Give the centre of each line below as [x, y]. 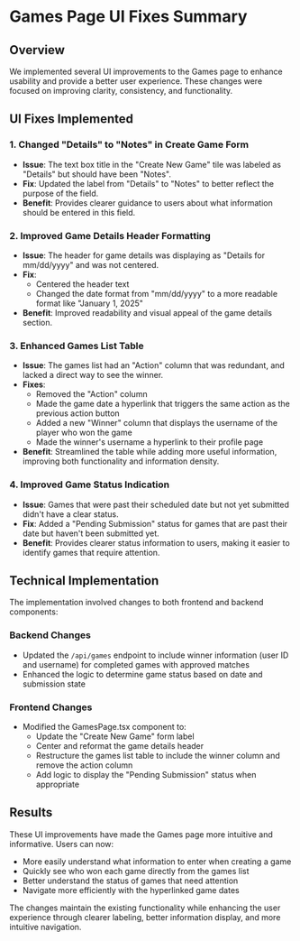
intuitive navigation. [45, 927]
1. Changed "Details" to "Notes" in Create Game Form [129, 144]
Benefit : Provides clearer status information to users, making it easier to [156, 542]
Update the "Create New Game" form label [115, 736]
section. [37, 322]
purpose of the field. [60, 193]
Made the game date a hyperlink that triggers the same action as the [163, 404]
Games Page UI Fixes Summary [128, 17]
